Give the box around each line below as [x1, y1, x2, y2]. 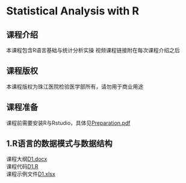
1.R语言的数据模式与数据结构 [6, 139, 113, 149]
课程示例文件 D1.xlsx [6, 170, 55, 178]
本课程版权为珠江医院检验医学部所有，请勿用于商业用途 [6, 83, 143, 90]
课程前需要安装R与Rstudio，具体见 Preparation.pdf [6, 119, 131, 127]
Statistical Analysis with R [6, 4, 140, 18]
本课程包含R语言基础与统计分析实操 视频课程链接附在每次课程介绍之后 [6, 47, 180, 53]
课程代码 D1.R [6, 163, 39, 170]
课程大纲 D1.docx [6, 155, 48, 163]
